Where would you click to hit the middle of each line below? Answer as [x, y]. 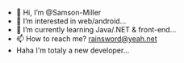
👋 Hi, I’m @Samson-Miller [59, 13]
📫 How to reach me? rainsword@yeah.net [86, 39]
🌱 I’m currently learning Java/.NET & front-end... [96, 29]
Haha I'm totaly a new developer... [73, 50]
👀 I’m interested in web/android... [71, 21]
